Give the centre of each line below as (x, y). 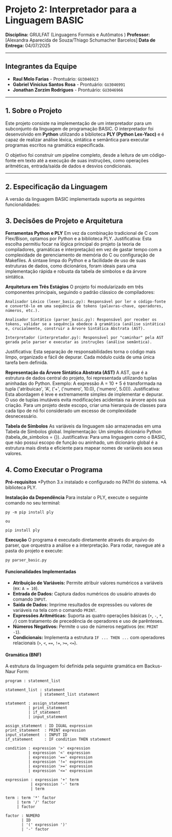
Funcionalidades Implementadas (41, 571)
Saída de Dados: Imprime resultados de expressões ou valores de (82, 605)
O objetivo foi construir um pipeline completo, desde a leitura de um (77, 155)
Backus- (153, 666)
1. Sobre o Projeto (34, 111)
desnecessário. (21, 416)
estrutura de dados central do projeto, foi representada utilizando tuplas (81, 378)
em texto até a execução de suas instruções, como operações (83, 160)
